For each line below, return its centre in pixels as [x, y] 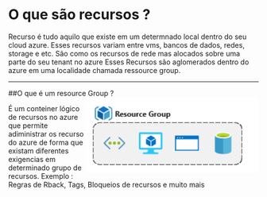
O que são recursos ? [79, 15]
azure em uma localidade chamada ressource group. [95, 70]
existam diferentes [39, 151]
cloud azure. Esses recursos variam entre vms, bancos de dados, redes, [126, 44]
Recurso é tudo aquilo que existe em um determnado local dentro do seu [128, 37]
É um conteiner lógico [44, 108]
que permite [28, 126]
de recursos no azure [43, 117]
